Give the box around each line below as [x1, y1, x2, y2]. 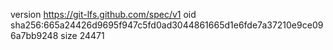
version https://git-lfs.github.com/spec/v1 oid [10, 9, 197, 20]
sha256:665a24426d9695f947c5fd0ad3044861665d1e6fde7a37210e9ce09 [10, 19, 324, 31]
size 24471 [60, 30, 105, 41]
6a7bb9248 [10, 30, 59, 41]
